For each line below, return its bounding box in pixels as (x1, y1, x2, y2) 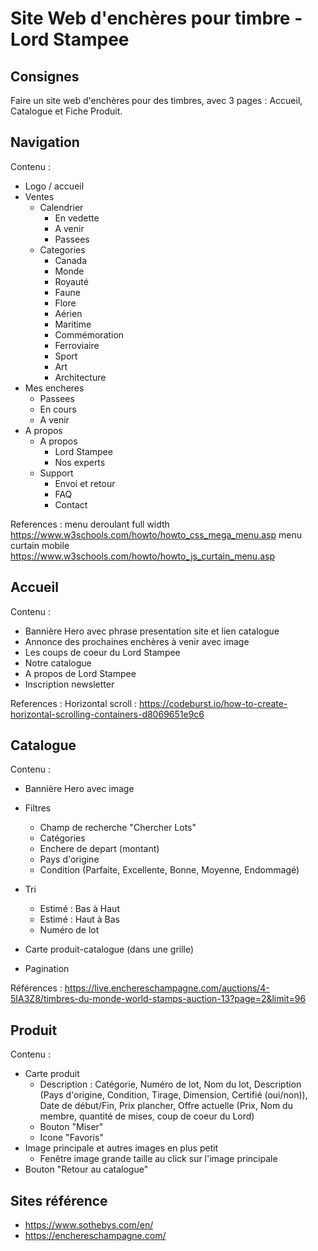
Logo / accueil (24, 180, 85, 192)
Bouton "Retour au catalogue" (24, 1163, 149, 1176)
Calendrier (39, 201, 84, 213)
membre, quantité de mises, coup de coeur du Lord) (39, 1110, 255, 1122)
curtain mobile (10, 539, 70, 551)
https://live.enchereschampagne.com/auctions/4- (64, 982, 270, 994)
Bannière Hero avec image (24, 783, 135, 795)
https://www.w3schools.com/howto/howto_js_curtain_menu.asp (10, 550, 275, 562)
